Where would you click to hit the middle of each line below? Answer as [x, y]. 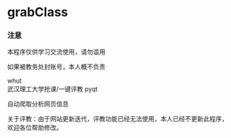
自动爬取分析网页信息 [38, 104]
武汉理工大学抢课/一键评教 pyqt [52, 89]
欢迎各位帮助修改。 [35, 127]
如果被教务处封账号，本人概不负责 [56, 67]
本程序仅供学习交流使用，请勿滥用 [56, 52]
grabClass [38, 12]
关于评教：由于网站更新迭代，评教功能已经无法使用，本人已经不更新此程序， [118, 119]
